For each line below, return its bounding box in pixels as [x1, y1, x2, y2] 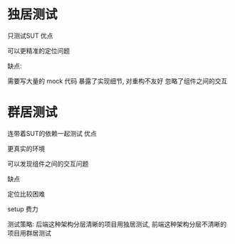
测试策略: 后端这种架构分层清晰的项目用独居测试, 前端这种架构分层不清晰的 [7, 220, 226, 228]
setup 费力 [7, 204, 38, 213]
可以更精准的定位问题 [7, 46, 70, 55]
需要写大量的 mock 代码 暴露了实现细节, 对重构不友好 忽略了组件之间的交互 [7, 76, 228, 85]
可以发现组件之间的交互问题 [7, 159, 89, 168]
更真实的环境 [7, 144, 45, 153]
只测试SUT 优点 [7, 31, 53, 40]
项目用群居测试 [7, 228, 51, 237]
